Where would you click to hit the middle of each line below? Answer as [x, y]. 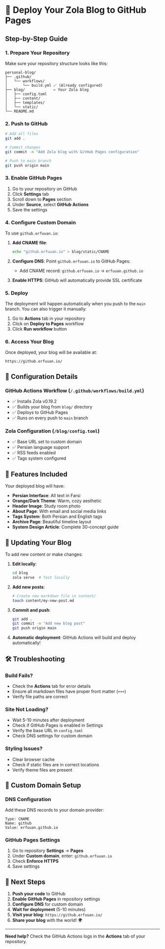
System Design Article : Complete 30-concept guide [65, 527]
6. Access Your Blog [29, 342]
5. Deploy [17, 293]
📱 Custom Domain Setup [43, 785]
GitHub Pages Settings [33, 840]
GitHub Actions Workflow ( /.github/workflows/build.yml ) [75, 390]
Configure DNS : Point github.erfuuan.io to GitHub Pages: [71, 261]
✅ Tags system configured [39, 458]
